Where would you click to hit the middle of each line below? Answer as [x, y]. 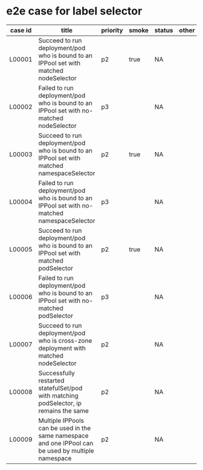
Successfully [57, 373]
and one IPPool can [66, 443]
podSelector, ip [60, 403]
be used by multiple [66, 451]
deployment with [62, 348]
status [164, 30]
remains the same [64, 410]
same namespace [63, 436]
